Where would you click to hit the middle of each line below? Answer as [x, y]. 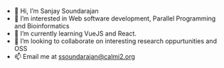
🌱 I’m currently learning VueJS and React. [75, 33]
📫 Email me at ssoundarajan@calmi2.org [74, 56]
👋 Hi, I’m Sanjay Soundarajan [56, 11]
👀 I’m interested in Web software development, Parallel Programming [115, 18]
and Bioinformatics [42, 26]
